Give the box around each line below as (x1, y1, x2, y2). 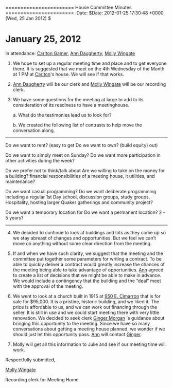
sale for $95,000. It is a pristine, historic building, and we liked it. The (12, 298, 160, 305)
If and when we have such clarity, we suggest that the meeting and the (12, 250, 163, 256)
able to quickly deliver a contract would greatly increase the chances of (12, 261, 165, 267)
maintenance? (5, 178, 36, 184)
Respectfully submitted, (5, 357, 56, 363)
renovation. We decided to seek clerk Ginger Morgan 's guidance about (12, 315, 165, 321)
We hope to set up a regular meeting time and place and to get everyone (12, 60, 167, 66)
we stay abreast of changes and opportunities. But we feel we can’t (12, 235, 156, 241)
